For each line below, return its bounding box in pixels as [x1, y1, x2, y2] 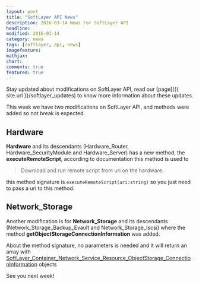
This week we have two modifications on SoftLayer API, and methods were [6, 103, 189, 110]
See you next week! [6, 272, 55, 279]
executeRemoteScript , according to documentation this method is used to [6, 156, 189, 163]
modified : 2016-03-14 [6, 31, 60, 37]
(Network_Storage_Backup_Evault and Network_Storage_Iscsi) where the [6, 224, 186, 231]
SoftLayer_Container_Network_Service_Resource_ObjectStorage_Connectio [6, 254, 191, 261]
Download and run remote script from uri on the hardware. [20, 167, 164, 174]
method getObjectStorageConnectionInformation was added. [6, 230, 160, 237]
